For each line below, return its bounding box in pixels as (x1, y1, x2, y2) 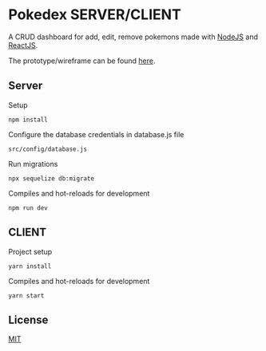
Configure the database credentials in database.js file (8, 129, 185, 139)
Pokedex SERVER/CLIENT (8, 6, 181, 24)
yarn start (8, 291, 45, 300)
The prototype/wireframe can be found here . (8, 56, 156, 65)
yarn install (8, 262, 52, 270)
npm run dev (8, 203, 48, 212)
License (8, 313, 49, 326)
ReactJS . (8, 40, 38, 49)
